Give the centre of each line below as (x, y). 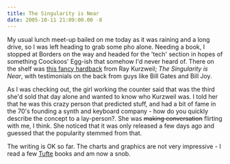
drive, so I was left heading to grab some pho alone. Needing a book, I (106, 47)
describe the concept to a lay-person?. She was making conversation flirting (115, 118)
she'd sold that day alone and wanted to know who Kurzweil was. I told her (112, 96)
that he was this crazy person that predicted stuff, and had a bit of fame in (112, 104)
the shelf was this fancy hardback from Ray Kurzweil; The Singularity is (107, 69)
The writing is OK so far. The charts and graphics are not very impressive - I (114, 146)
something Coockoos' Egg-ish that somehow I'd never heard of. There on (111, 61)
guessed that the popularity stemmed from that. (75, 133)
